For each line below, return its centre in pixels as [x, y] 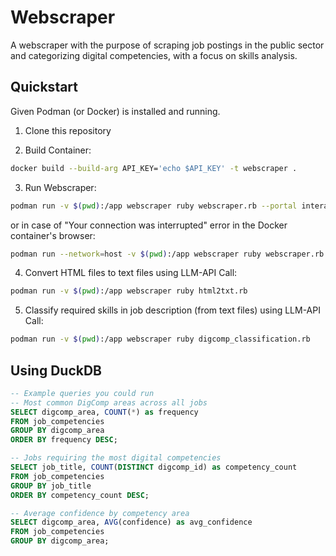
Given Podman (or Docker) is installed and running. [115, 111]
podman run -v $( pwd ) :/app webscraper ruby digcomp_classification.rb [160, 339]
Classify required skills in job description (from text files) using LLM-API [172, 310]
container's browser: [53, 235]
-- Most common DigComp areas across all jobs [109, 402]
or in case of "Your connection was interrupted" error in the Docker [149, 225]
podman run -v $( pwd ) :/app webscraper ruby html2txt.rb [129, 291]
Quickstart [44, 87]
